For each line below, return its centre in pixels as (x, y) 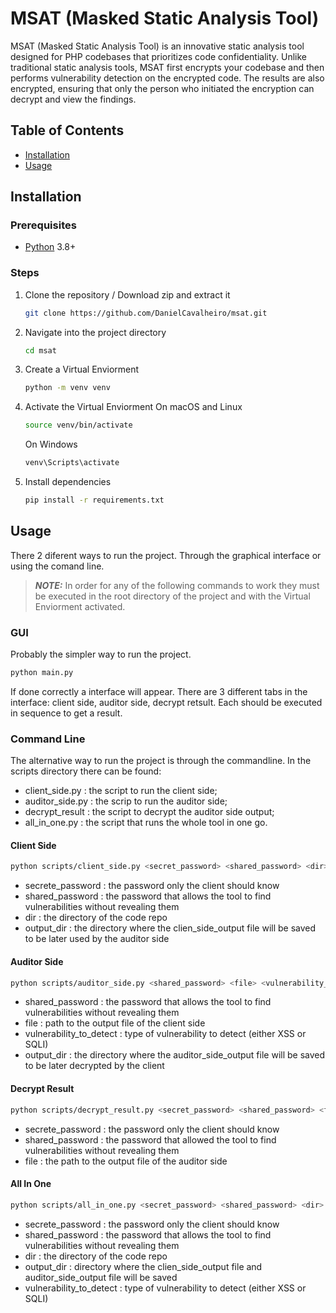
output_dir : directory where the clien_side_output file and (143, 1266)
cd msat (40, 350)
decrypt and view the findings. (73, 99)
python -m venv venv (67, 388)
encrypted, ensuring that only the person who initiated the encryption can (162, 88)
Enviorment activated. (80, 606)
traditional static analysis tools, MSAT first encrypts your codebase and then (167, 67)
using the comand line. (57, 566)
